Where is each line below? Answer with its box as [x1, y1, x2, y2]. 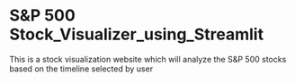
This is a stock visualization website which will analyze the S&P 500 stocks [9, 54, 287, 64]
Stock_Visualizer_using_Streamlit [9, 24, 264, 45]
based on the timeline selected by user [9, 63, 154, 74]
